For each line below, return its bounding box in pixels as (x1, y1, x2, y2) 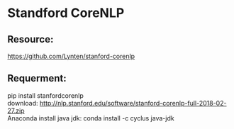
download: (7, 99, 38, 107)
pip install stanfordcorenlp (7, 91, 84, 100)
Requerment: (7, 72, 67, 84)
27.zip (7, 106, 25, 115)
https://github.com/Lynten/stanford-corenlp (7, 52, 135, 60)
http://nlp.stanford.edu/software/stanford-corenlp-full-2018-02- (39, 99, 227, 107)
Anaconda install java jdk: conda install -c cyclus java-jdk (7, 113, 175, 122)
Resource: (7, 33, 54, 45)
